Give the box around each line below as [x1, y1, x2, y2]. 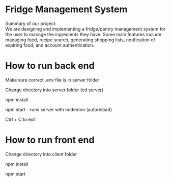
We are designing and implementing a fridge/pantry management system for [5, 25, 166, 32]
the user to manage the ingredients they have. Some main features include [5, 31, 162, 37]
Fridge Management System [5, 4, 128, 15]
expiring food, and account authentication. [5, 42, 95, 48]
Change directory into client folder [5, 151, 77, 157]
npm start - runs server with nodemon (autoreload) [5, 106, 112, 113]
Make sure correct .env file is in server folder [5, 76, 100, 83]
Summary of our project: [5, 20, 57, 27]
